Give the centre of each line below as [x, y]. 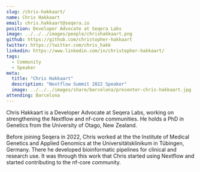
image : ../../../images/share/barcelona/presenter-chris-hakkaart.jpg [101, 90]
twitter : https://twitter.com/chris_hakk [59, 46]
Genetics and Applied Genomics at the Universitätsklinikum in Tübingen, [95, 143]
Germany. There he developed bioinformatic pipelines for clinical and [91, 149]
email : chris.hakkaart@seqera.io [48, 23]
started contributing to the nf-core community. [63, 162]
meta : [13, 73]
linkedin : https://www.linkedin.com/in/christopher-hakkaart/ [85, 51]
